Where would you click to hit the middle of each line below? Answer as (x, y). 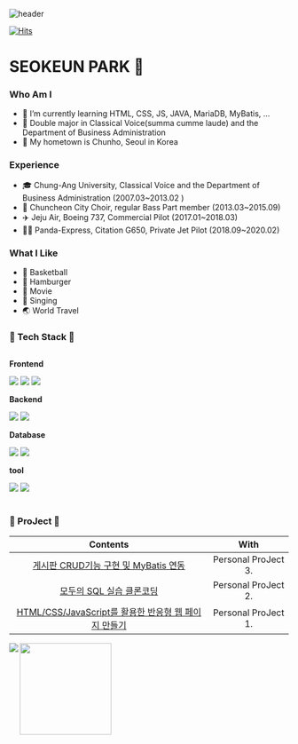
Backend (26, 400)
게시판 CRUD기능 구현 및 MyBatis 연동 (109, 566)
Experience (34, 165)
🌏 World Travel (51, 311)
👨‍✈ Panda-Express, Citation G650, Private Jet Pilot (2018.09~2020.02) (151, 230)
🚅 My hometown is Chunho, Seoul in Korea (100, 142)
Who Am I (31, 95)
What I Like (34, 253)
